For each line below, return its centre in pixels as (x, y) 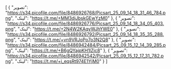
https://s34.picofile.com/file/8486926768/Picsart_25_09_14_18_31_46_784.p (87, 13)
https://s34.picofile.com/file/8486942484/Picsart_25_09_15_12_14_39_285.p (87, 45)
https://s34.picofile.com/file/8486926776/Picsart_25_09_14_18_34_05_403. (86, 23)
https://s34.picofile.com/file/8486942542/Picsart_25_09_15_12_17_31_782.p (86, 56)
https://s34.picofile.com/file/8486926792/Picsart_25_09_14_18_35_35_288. (86, 34)
